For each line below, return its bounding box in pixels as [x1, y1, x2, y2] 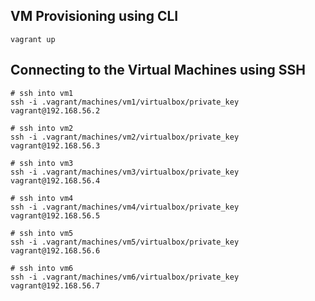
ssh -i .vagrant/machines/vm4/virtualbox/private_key [10, 202, 240, 212]
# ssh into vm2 [10, 123, 74, 133]
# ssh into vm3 [10, 158, 74, 168]
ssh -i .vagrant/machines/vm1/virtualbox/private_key [10, 97, 240, 107]
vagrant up [10, 34, 56, 44]
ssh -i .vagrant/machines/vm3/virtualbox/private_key [10, 167, 240, 177]
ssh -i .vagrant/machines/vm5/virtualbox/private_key [10, 237, 240, 247]
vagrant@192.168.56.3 [10, 140, 101, 151]
